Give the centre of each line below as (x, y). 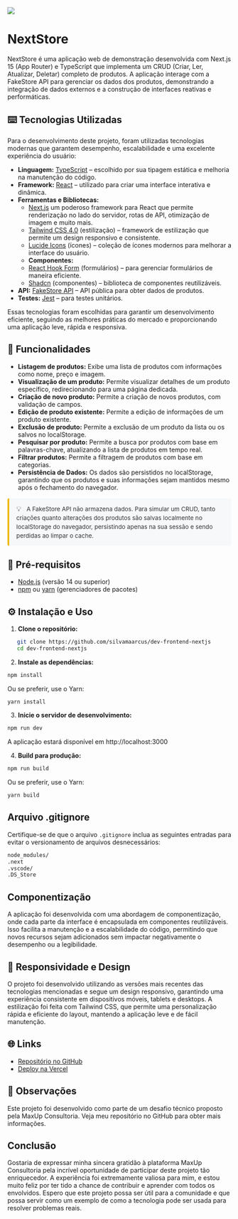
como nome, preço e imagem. (61, 374)
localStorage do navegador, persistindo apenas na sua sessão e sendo (115, 527)
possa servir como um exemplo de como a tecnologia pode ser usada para (117, 1201)
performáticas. (29, 97)
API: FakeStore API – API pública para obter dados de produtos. (111, 290)
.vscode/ (20, 868)
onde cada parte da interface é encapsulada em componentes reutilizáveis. (118, 922)
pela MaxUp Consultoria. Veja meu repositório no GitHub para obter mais (114, 1116)
